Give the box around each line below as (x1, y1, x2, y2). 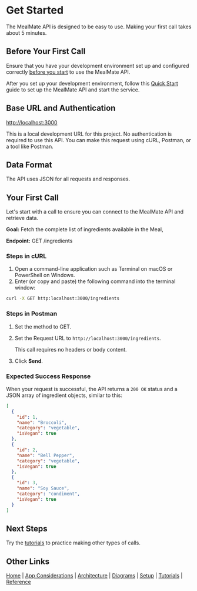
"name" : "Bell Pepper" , (16, 452, 75, 458)
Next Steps (6, 523, 48, 534)
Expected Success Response (6, 372, 91, 380)
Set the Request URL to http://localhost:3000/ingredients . (14, 334, 161, 342)
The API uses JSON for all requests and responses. (6, 175, 131, 183)
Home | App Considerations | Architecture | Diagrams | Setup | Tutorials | (6, 572, 183, 579)
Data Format (6, 160, 52, 170)
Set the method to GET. (14, 323, 72, 330)
